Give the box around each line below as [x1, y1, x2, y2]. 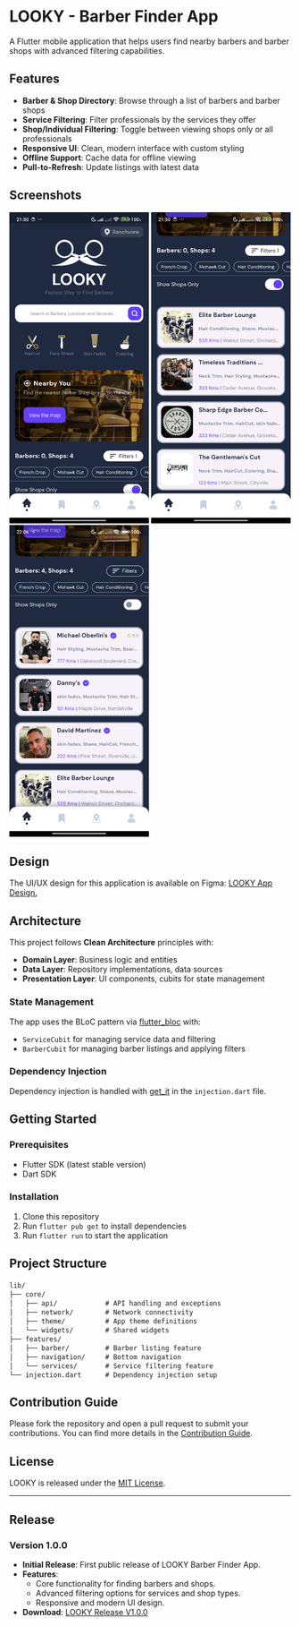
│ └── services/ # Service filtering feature [9, 1361, 214, 1371]
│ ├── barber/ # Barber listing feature [9, 1343, 202, 1353]
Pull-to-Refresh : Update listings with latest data [21, 161, 199, 172]
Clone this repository [21, 1211, 100, 1221]
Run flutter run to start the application [21, 1229, 169, 1241]
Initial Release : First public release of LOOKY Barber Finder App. [21, 1559, 261, 1570]
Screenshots [9, 188, 82, 203]
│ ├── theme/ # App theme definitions [9, 1316, 198, 1326]
